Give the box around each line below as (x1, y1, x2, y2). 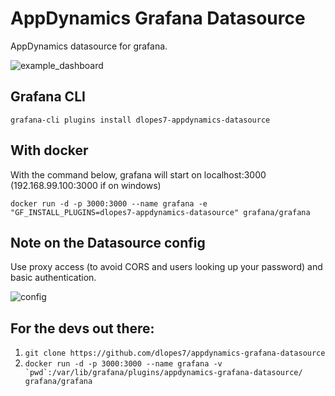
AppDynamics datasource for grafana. (10, 40, 168, 52)
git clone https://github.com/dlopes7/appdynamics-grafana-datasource (24, 348, 326, 359)
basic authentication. (10, 272, 97, 284)
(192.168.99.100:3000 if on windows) (10, 179, 162, 191)
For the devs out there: (10, 320, 155, 337)
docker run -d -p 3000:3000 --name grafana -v (24, 359, 223, 369)
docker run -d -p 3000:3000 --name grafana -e (10, 198, 208, 209)
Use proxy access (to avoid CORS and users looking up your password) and (10, 261, 323, 273)
